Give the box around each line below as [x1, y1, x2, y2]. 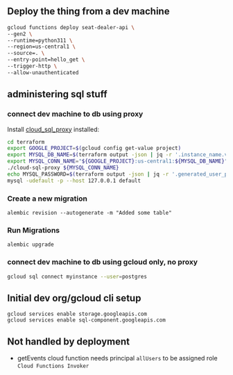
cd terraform [7, 138, 45, 145]
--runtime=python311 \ [7, 37, 73, 44]
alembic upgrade [7, 241, 54, 249]
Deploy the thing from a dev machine [7, 6, 170, 17]
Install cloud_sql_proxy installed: [7, 125, 100, 133]
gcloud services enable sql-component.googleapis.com [7, 317, 166, 324]
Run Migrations [7, 225, 60, 235]
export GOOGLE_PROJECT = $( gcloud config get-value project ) [7, 145, 182, 152]
